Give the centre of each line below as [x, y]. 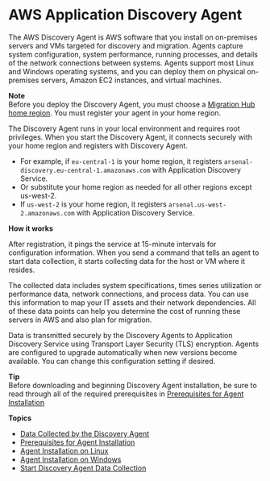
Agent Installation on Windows [71, 459]
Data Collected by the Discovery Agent [85, 433]
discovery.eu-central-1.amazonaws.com [85, 170]
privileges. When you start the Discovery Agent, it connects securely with [130, 137]
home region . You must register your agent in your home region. [115, 113]
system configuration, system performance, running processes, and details [133, 54]
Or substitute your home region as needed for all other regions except [136, 186]
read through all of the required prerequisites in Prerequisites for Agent [126, 394]
